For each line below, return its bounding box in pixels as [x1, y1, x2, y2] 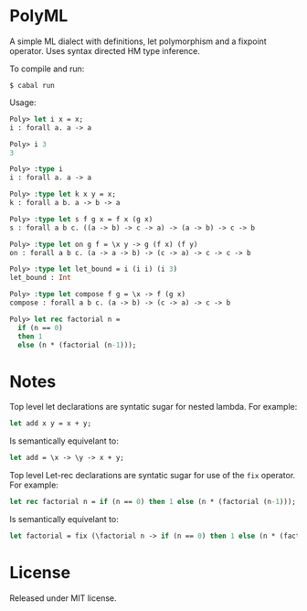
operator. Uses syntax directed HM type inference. [9, 45, 201, 56]
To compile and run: [9, 63, 85, 74]
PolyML [9, 5, 69, 27]
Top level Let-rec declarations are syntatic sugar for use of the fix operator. [9, 470, 296, 481]
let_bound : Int [9, 273, 71, 283]
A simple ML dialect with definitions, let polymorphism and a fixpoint [9, 36, 267, 47]
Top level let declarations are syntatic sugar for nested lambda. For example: [9, 402, 298, 413]
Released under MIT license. [9, 592, 117, 604]
